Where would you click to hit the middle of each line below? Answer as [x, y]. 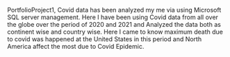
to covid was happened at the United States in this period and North [105, 39]
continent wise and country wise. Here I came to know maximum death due [115, 32]
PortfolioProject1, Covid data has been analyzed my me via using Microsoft [114, 10]
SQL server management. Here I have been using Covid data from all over [113, 17]
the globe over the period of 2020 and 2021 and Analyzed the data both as [114, 24]
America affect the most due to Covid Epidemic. [76, 46]
